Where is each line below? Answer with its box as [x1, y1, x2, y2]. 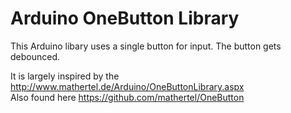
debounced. [10, 50, 61, 62]
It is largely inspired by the [10, 70, 120, 82]
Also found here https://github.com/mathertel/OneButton [10, 91, 245, 103]
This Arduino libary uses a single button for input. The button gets [10, 40, 282, 52]
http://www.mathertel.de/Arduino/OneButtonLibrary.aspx [10, 80, 245, 92]
